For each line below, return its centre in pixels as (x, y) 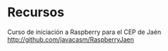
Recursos (36, 12)
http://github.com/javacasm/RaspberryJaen (71, 39)
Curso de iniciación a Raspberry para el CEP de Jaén (84, 32)
